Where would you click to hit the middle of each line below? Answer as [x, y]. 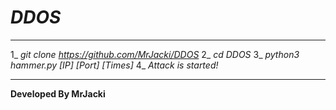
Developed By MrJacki [58, 93]
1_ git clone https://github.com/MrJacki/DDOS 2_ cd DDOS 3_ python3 [155, 54]
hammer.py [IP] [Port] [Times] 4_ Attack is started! [114, 65]
